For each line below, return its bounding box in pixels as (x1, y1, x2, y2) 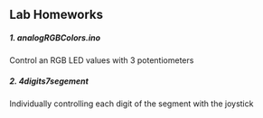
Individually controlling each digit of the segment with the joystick (9, 98, 254, 109)
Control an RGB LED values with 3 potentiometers (9, 55, 194, 66)
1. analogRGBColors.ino (9, 32, 101, 43)
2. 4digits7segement (9, 76, 89, 86)
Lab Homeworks (9, 7, 104, 23)
